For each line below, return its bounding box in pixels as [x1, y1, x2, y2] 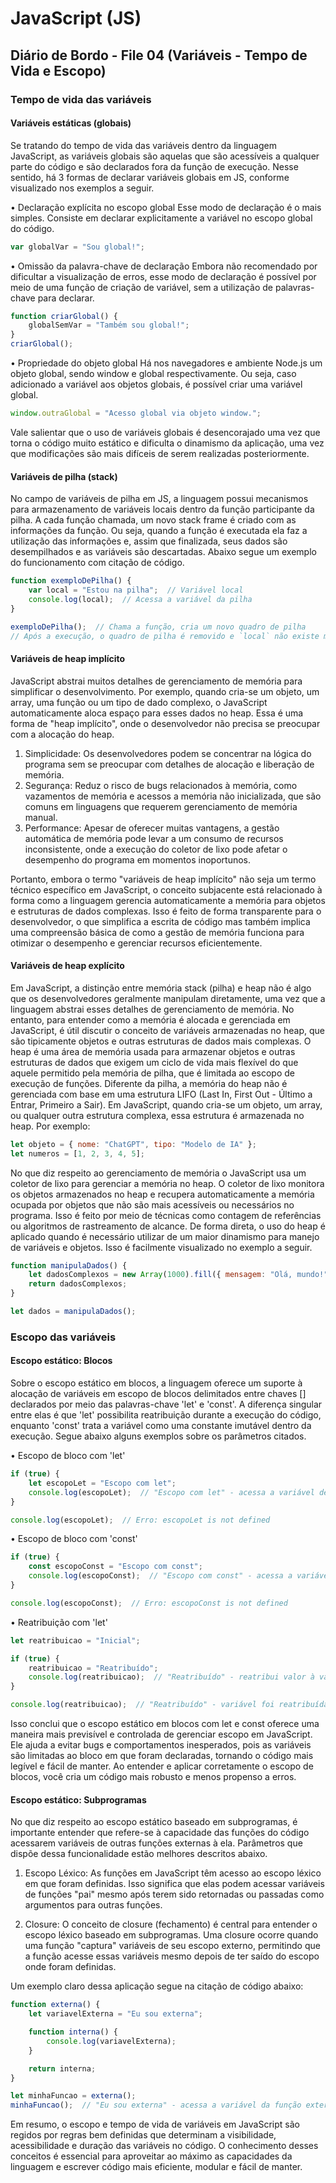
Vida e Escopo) [10, 62, 107, 79]
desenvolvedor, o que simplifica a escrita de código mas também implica [10, 915, 311, 927]
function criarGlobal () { [10, 311, 118, 321]
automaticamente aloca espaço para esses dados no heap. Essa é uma [10, 707, 304, 719]
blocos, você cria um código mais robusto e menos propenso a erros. [10, 1771, 297, 1783]
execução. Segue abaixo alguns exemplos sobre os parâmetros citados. [10, 1430, 307, 1442]
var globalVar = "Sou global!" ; [10, 242, 145, 252]
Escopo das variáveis [10, 1330, 117, 1344]
